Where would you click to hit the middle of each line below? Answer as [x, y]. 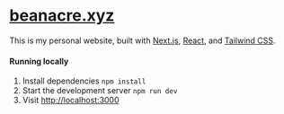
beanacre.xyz [62, 16]
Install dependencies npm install [84, 81]
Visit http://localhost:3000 [71, 101]
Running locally [39, 61]
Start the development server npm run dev [100, 91]
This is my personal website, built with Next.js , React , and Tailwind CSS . [142, 40]
